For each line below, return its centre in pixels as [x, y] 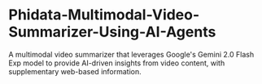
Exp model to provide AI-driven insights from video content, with [117, 63]
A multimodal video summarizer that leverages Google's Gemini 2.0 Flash [131, 54]
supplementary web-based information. [75, 71]
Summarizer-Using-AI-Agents [112, 32]
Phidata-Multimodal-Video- [104, 15]
